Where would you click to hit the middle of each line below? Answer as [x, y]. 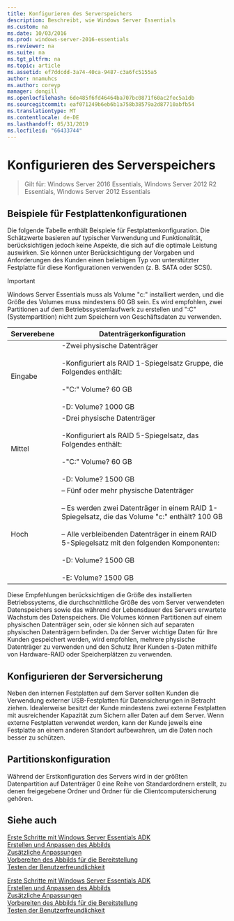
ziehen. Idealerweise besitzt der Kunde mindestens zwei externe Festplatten [117, 707]
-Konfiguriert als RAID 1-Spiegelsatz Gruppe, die [143, 364]
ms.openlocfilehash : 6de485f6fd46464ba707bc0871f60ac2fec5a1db [101, 98]
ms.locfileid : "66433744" [45, 130]
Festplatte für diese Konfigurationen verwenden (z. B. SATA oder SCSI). [110, 268]
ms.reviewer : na [31, 46]
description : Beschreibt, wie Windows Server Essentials [92, 20]
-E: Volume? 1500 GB [98, 578]
